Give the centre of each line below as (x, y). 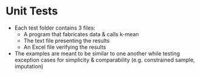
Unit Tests (32, 11)
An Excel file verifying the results (65, 47)
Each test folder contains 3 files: (55, 28)
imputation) (29, 66)
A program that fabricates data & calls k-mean (81, 34)
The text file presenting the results (66, 40)
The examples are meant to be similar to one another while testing (97, 53)
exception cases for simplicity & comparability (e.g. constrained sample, (105, 60)
